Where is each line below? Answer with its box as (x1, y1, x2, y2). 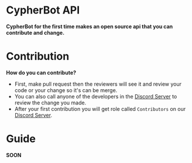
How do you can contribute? (6, 69, 77, 76)
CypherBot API (6, 4, 80, 17)
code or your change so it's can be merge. (14, 86, 118, 94)
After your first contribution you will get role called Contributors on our (14, 105, 186, 112)
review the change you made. (14, 99, 87, 106)
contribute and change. (6, 29, 65, 36)
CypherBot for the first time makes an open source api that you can (6, 23, 173, 30)
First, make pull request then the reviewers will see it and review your (14, 80, 181, 87)
